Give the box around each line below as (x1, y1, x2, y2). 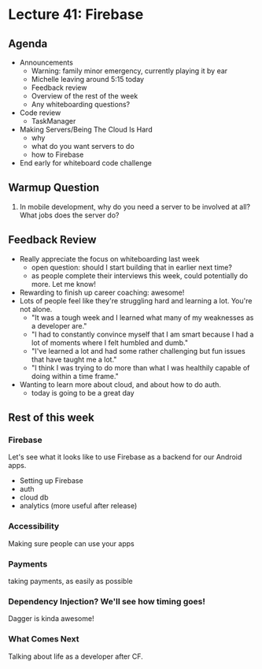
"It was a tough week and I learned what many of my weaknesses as (31, 313, 254, 322)
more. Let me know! (31, 279, 96, 288)
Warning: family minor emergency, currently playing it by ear (31, 66, 228, 76)
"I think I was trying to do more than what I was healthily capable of (31, 362, 250, 372)
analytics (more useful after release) (19, 501, 138, 511)
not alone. (19, 304, 53, 314)
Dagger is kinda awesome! (8, 614, 94, 623)
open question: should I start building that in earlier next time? (31, 262, 232, 272)
